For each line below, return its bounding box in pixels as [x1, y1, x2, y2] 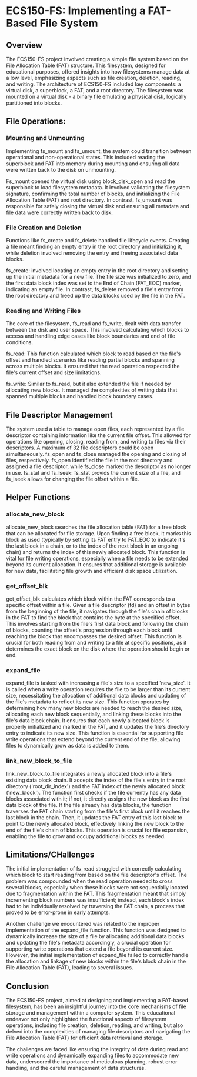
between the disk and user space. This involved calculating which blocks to [6, 326, 189, 334]
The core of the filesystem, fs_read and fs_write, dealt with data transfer [6, 320, 181, 327]
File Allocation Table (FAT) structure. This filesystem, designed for [6, 62, 166, 69]
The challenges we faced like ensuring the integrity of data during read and [6, 1046, 189, 1053]
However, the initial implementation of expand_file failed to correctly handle [6, 952, 189, 959]
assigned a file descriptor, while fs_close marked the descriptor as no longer [6, 463, 191, 470]
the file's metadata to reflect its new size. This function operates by [6, 698, 169, 705]
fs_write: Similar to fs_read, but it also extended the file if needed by [6, 381, 171, 388]
